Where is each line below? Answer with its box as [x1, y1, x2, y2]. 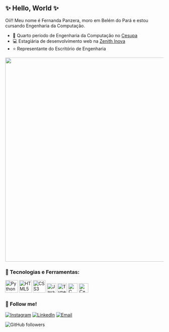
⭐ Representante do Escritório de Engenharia [12, 45, 107, 52]
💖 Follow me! [5, 301, 37, 308]
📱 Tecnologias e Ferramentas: [5, 268, 79, 275]
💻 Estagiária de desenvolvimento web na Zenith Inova [12, 38, 126, 44]
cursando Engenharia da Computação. [5, 23, 86, 29]
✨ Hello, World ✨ [5, 4, 59, 13]
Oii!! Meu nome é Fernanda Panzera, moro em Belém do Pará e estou [5, 17, 148, 23]
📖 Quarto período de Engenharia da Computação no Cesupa [12, 32, 138, 38]
